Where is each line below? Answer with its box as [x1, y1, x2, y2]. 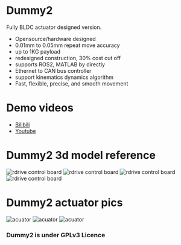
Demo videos [6, 101, 74, 115]
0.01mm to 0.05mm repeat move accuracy [14, 42, 120, 49]
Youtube [14, 127, 36, 134]
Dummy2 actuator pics [6, 196, 123, 209]
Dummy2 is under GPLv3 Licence [6, 231, 106, 239]
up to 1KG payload [14, 48, 61, 55]
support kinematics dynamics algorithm [14, 73, 113, 81]
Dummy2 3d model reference [6, 149, 156, 163]
